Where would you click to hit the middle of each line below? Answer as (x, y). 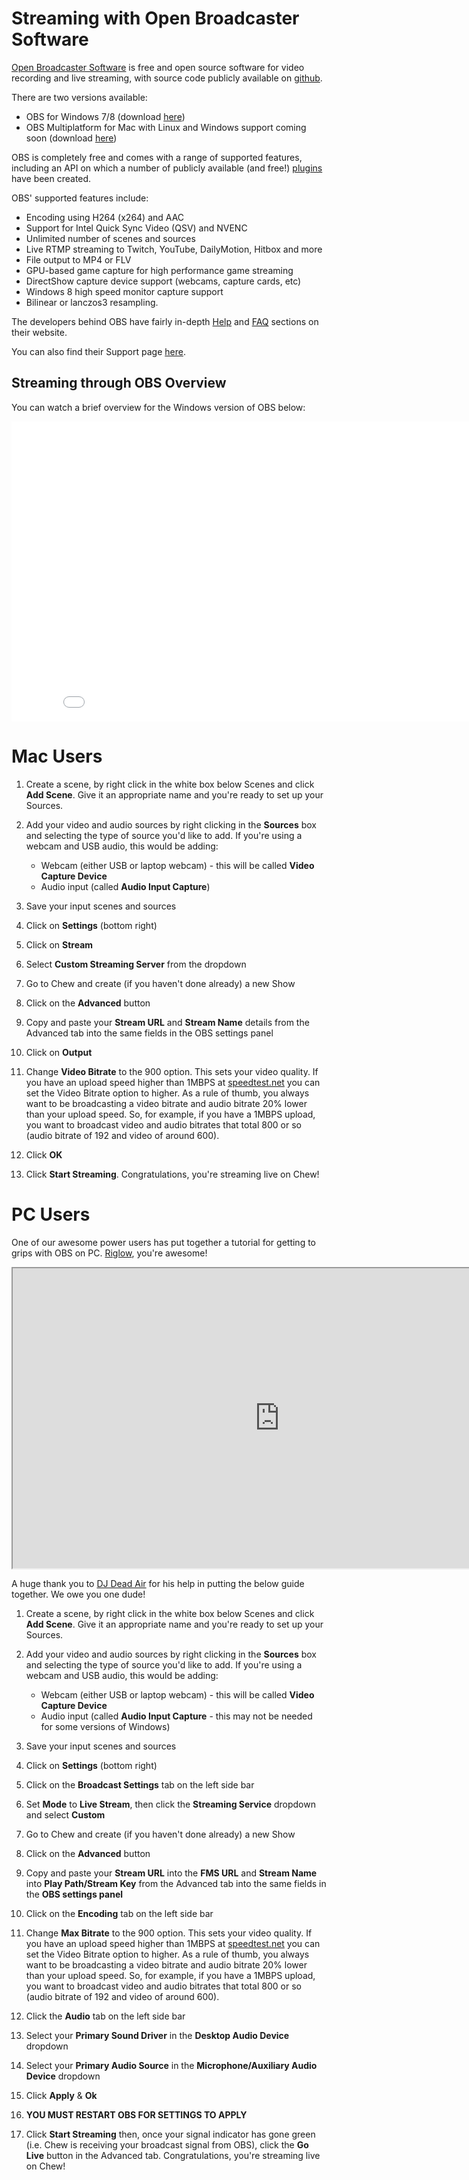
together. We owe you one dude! (78, 1594)
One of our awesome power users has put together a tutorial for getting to (163, 1242)
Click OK (44, 1154)
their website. (39, 332)
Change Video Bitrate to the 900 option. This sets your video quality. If (172, 1071)
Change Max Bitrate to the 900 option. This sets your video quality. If (169, 1933)
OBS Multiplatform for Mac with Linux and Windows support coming (166, 127)
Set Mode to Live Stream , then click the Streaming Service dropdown (170, 1804)
